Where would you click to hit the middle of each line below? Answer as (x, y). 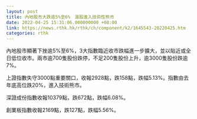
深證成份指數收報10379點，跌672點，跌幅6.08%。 (67, 98)
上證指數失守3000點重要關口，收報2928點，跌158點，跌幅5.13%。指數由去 (98, 78)
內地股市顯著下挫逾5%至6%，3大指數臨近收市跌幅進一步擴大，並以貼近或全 (99, 51)
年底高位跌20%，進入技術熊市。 (46, 85)
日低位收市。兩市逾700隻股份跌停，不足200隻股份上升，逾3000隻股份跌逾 (97, 58)
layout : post (22, 11)
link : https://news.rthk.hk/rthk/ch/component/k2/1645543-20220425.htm (96, 28)
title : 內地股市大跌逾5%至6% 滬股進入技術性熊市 (60, 17)
